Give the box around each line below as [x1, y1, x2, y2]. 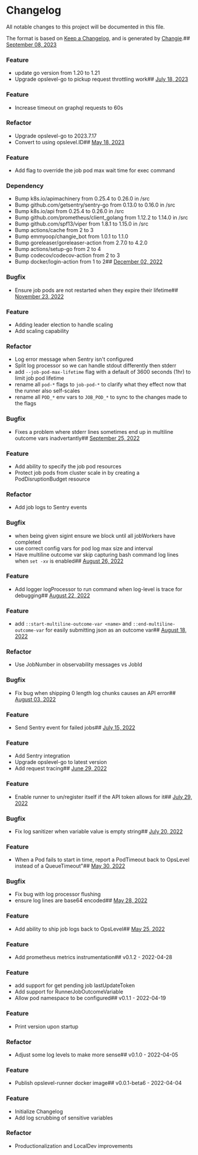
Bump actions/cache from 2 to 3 [14, 227, 94, 234]
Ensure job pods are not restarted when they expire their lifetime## [14, 286, 178, 294]
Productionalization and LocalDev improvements [14, 1142, 133, 1149]
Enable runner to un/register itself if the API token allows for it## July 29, [14, 793, 192, 800]
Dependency [6, 182, 44, 190]
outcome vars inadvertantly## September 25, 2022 [14, 434, 140, 442]
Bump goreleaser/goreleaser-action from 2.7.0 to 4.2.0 [14, 239, 148, 246]
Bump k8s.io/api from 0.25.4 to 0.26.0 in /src [14, 208, 124, 215]
